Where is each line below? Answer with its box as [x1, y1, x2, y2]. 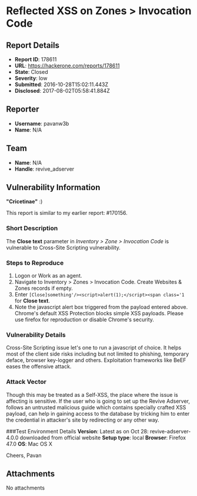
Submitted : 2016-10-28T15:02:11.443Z [14, 81, 109, 88]
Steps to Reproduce [6, 259, 64, 267]
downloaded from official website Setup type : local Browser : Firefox [19, 434, 186, 441]
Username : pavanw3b [14, 120, 69, 127]
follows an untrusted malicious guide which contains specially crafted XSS [6, 403, 186, 411]
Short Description [6, 224, 58, 233]
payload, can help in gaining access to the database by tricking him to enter [6, 410, 190, 417]
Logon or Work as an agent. [14, 272, 82, 279]
